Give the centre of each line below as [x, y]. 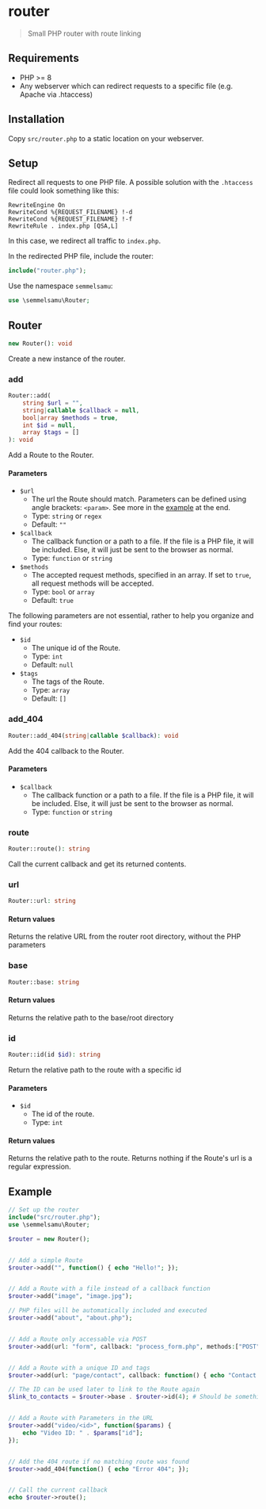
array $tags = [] [51, 432]
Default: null [52, 665]
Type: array [51, 690]
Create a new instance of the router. [67, 359]
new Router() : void [40, 344]
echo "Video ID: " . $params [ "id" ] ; [83, 1433]
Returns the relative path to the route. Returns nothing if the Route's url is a [130, 1158]
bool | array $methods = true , [70, 418]
